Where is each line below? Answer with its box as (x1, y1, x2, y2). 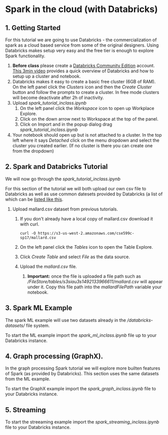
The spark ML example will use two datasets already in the (5, 317, 126, 323)
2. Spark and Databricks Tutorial (5, 162, 108, 171)
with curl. (19, 221, 39, 227)
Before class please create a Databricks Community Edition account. (12, 63, 155, 68)
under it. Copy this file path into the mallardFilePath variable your (27, 284, 162, 290)
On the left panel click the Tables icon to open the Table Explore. (19, 244, 153, 250)
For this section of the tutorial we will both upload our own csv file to (5, 185, 146, 191)
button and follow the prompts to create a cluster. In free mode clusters (12, 89, 159, 95)
